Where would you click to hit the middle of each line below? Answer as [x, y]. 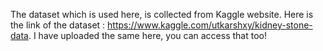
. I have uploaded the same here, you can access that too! [147, 35]
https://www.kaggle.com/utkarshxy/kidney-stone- [210, 25]
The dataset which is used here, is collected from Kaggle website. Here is [162, 14]
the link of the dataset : [58, 25]
